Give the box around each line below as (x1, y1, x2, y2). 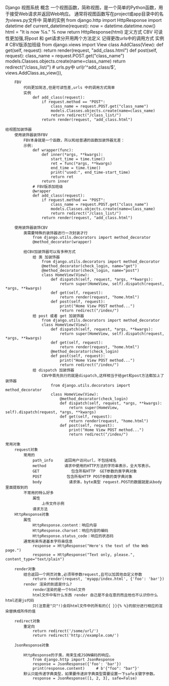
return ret (50, 174, 74, 179)
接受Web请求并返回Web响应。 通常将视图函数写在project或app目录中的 (9, 11, 159, 17)
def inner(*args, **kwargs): (41, 152, 103, 157)
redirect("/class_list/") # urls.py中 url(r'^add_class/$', (5, 64, 116, 70)
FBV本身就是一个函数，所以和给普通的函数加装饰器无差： (23, 138, 125, 143)
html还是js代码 (5, 598, 35, 603)
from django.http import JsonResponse (32, 657, 115, 662)
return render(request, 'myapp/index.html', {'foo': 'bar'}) (32, 576, 165, 581)
